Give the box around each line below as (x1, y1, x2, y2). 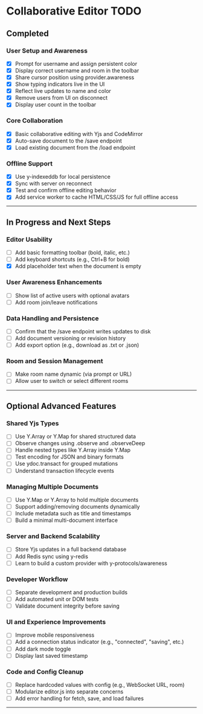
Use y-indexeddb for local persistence (14, 173, 111, 181)
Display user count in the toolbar (14, 101, 97, 108)
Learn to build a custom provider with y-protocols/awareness (14, 559, 167, 567)
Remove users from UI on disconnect (14, 94, 108, 101)
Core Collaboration (6, 117, 63, 125)
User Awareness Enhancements (6, 278, 103, 286)
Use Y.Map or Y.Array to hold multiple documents (14, 496, 139, 503)
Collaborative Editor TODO (6, 4, 142, 18)
